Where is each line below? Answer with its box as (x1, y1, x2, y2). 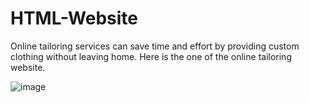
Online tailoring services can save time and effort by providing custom (10, 40, 300, 52)
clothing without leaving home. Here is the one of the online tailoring (10, 50, 292, 62)
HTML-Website (10, 7, 139, 30)
